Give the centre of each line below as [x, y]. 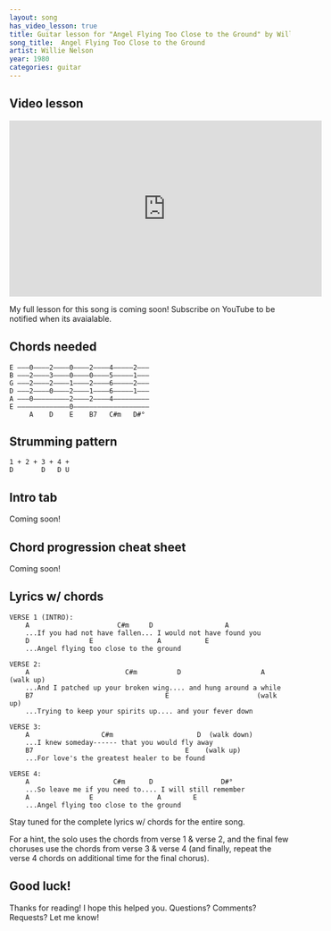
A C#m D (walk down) [139, 734]
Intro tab [33, 497]
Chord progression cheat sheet [98, 547]
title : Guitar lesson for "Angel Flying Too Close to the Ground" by [141, 34]
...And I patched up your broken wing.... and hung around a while [153, 688]
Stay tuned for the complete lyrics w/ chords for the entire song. [127, 821]
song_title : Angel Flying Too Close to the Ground [107, 42]
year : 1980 [29, 59]
